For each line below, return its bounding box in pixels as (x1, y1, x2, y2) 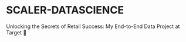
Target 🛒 (6, 29, 27, 36)
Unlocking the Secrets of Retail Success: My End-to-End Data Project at (6, 23, 180, 30)
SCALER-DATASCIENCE (6, 3, 124, 17)
